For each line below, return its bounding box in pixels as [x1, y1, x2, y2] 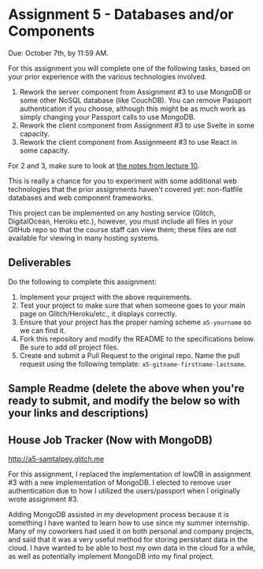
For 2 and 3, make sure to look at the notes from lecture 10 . [8, 161, 200, 170]
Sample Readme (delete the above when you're [8, 382, 245, 395]
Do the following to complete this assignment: [8, 277, 157, 286]
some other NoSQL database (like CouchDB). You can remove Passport [19, 95, 252, 105]
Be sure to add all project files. [19, 342, 120, 352]
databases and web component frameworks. [8, 193, 154, 202]
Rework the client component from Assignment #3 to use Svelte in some [19, 120, 255, 130]
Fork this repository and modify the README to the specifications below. [19, 334, 256, 343]
